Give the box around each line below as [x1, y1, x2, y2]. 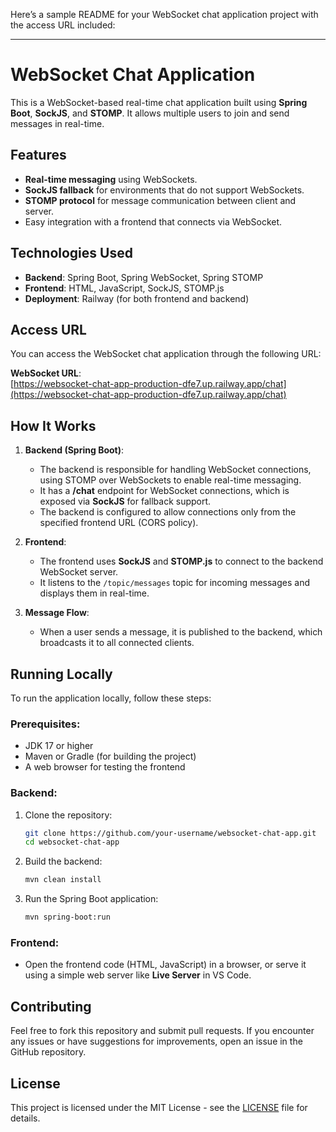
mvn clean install [24, 875, 102, 885]
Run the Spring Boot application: [24, 893, 159, 905]
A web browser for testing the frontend [24, 761, 186, 773]
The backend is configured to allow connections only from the [39, 506, 297, 518]
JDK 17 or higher [24, 740, 94, 752]
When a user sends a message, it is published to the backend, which [39, 626, 323, 638]
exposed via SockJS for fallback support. [39, 495, 212, 508]
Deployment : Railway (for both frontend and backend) [24, 292, 250, 304]
